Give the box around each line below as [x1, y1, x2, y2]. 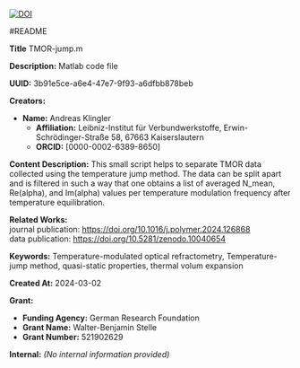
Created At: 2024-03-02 [9, 278, 102, 288]
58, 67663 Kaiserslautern [110, 132, 204, 143]
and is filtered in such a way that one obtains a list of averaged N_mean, [9, 178, 276, 188]
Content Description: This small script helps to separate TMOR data [9, 159, 262, 170]
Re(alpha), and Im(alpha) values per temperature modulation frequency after [9, 188, 291, 197]
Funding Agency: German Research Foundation [21, 312, 200, 323]
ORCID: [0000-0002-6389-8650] [35, 142, 161, 152]
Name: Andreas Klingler [21, 113, 112, 123]
